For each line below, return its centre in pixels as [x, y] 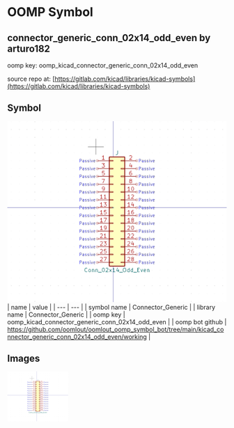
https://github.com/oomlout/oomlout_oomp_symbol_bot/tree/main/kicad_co [116, 329]
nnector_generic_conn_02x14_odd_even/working [77, 336]
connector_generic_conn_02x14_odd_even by [109, 38]
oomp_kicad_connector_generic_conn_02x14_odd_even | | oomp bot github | [117, 322]
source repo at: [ [31, 79]
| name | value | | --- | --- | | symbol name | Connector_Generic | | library [111, 307]
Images [24, 358]
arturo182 [29, 48]
